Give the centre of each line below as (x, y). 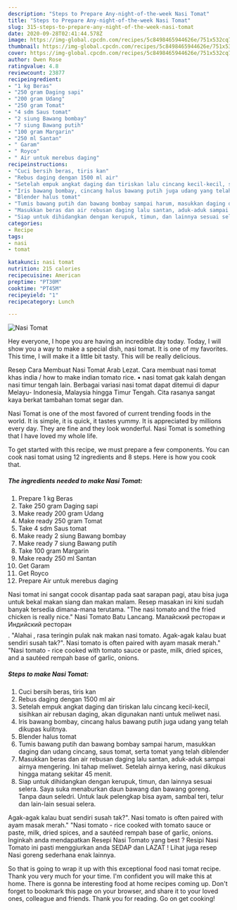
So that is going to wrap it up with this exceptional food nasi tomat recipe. (114, 869)
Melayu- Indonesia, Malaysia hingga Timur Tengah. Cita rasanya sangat (111, 392)
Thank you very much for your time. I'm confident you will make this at (110, 876)
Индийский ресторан (40, 625)
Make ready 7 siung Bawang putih (68, 544)
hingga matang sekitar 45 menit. (65, 774)
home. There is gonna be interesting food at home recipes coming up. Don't (118, 884)
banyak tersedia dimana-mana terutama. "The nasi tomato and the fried (112, 609)
